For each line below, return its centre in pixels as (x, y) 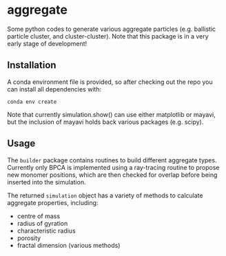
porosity (29, 238)
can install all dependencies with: (54, 89)
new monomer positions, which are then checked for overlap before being (112, 175)
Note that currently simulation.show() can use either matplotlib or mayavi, (111, 114)
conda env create (32, 102)
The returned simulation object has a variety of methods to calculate (105, 195)
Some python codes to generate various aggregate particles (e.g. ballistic (112, 29)
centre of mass (39, 216)
